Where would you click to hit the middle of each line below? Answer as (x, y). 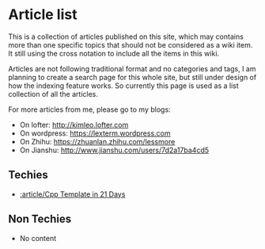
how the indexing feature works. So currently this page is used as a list (123, 86)
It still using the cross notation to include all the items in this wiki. (114, 53)
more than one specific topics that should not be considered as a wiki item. (131, 44)
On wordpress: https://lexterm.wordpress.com (95, 133)
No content (38, 238)
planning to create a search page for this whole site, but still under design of (132, 77)
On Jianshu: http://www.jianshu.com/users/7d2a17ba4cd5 (114, 150)
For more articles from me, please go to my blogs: (90, 109)
